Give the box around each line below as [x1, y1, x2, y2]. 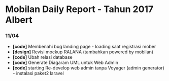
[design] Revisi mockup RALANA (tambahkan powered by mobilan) [12, 49, 154, 55]
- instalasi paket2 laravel [12, 70, 64, 76]
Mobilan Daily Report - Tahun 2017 [5, 4, 154, 15]
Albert [5, 14, 33, 26]
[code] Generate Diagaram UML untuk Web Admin [12, 59, 118, 66]
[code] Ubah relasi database [12, 54, 73, 60]
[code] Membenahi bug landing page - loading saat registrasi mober [12, 44, 156, 50]
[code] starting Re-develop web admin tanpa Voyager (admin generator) [12, 65, 165, 71]
